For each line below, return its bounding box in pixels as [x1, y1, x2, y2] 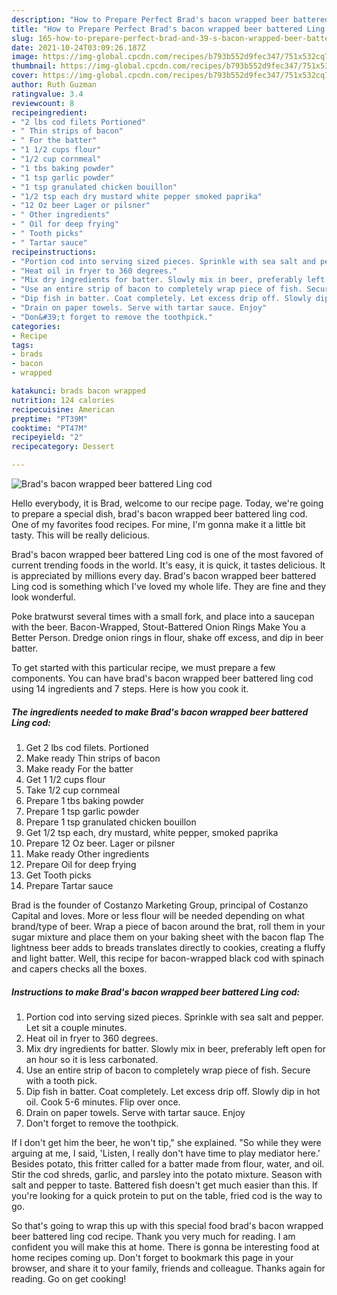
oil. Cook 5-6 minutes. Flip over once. [25, 1096, 181, 1108]
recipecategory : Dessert [11, 442, 115, 452]
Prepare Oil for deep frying [25, 858, 137, 870]
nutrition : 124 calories [11, 395, 115, 405]
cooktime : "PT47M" [11, 423, 88, 433]
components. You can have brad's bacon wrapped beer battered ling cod [11, 672, 314, 684]
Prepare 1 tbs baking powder [25, 794, 145, 806]
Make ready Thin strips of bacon [25, 752, 161, 764]
